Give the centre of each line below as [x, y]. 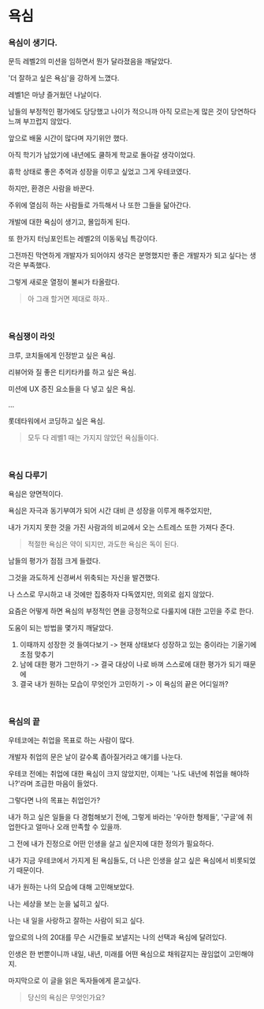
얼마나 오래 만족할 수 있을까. [78, 827]
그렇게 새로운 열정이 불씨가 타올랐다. [64, 282]
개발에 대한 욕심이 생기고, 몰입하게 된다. [69, 222]
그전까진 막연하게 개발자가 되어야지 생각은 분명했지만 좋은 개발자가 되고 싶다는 [128, 255]
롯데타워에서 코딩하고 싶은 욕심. [57, 421]
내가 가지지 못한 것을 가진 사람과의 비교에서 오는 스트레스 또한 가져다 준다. [121, 527]
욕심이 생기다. [33, 43]
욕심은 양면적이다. [36, 494]
